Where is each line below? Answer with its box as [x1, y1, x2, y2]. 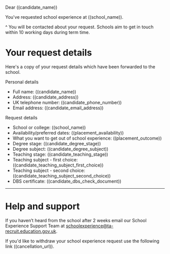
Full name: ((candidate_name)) [12, 89, 76, 95]
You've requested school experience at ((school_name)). [5, 14, 123, 20]
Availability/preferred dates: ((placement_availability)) [12, 130, 124, 136]
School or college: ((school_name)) [12, 124, 86, 131]
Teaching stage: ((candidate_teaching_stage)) [12, 151, 108, 157]
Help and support [5, 201, 80, 212]
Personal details [5, 78, 39, 85]
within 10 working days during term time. [5, 29, 90, 35]
